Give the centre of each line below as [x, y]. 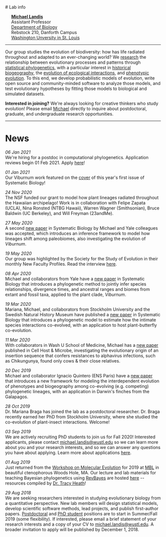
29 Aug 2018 [18, 493]
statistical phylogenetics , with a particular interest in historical [68, 67]
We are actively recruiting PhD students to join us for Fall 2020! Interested [80, 437]
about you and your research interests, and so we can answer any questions [83, 447]
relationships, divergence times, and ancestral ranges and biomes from [78, 289]
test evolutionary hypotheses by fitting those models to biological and [76, 88]
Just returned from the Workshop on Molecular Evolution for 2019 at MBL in [82, 467]
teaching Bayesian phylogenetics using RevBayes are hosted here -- [75, 478]
